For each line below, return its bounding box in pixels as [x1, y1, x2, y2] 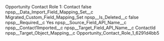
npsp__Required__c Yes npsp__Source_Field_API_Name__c [5, 20, 127, 25]
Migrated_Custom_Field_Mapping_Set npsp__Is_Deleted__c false [5, 14, 139, 20]
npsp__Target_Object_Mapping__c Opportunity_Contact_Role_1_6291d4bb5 [5, 30, 160, 36]
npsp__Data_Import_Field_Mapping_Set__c [5, 9, 93, 15]
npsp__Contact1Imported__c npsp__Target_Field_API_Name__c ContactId [5, 25, 156, 31]
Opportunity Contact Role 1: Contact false [5, 4, 92, 9]
